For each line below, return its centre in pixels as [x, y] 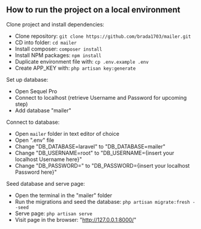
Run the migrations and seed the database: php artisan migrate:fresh [102, 201]
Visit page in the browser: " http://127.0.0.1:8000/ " [76, 219]
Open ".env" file [34, 140]
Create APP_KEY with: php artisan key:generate [75, 68]
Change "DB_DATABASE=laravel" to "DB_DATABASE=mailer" [90, 146]
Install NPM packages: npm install [58, 55]
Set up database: [27, 79]
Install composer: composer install [58, 49]
